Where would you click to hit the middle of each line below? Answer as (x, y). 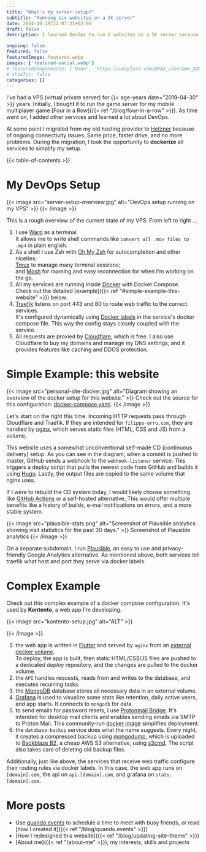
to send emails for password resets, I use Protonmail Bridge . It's (96, 710)
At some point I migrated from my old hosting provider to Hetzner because (100, 129)
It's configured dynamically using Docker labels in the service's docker (105, 317)
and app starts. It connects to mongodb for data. (74, 704)
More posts (36, 806)
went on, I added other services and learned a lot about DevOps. (88, 117)
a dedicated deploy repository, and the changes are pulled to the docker (106, 665)
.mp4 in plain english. (41, 245)
